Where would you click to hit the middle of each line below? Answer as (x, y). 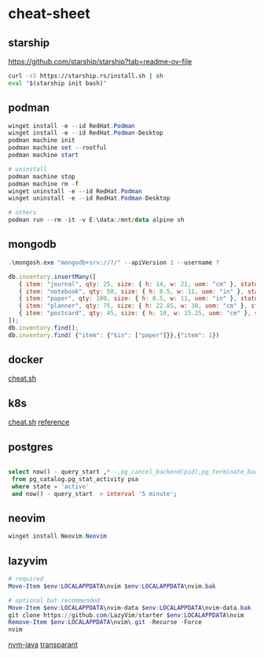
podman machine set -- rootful (58, 148)
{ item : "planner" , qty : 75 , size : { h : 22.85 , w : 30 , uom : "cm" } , (133, 306)
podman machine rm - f (44, 184)
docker (26, 360)
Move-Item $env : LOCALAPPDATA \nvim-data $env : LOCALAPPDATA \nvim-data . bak (130, 607)
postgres (31, 447)
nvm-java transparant (43, 644)
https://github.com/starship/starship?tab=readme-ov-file (100, 61)
